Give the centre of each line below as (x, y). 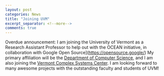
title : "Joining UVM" (27, 19)
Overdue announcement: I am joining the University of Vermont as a (74, 42)
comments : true (21, 28)
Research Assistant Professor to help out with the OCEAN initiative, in (76, 47)
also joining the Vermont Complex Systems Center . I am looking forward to (81, 63)
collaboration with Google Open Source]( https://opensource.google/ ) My (80, 53)
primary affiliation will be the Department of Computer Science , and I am (79, 58)
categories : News (23, 14)
